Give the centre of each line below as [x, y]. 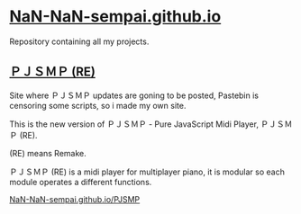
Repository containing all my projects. [79, 41]
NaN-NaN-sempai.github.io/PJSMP [75, 199]
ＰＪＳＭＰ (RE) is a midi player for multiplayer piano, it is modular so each [147, 172]
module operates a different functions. [81, 182]
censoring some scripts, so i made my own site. [98, 105]
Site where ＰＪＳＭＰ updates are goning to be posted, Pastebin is [134, 95]
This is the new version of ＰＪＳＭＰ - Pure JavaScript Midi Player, [134, 124]
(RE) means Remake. [48, 153]
